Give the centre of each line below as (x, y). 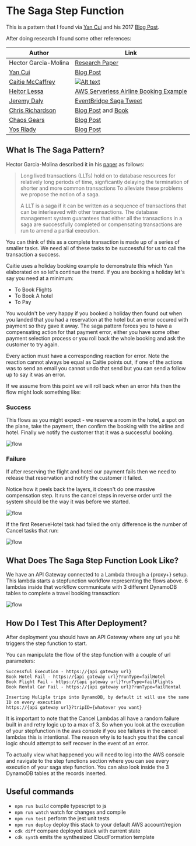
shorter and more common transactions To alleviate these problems (102, 188)
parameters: (21, 661)
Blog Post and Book (102, 110)
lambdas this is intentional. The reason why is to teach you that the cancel (95, 737)
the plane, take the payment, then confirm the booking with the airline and (95, 427)
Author (39, 53)
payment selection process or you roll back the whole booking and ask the (96, 338)
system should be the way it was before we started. (68, 502)
